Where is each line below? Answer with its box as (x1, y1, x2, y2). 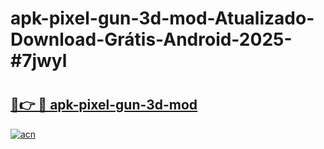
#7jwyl (10, 50, 68, 72)
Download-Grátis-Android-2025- (10, 28, 293, 51)
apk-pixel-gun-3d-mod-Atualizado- (10, 7, 315, 30)
